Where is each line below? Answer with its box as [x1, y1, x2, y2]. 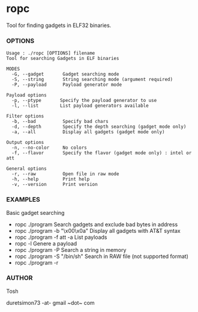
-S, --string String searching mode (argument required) [11, 77, 173, 83]
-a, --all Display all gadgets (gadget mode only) [11, 129, 165, 135]
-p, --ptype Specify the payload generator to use [11, 98, 157, 104]
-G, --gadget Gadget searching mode [11, 71, 119, 77]
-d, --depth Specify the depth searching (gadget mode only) [11, 124, 187, 130]
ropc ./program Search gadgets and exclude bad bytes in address [14, 221, 178, 228]
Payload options [6, 92, 47, 98]
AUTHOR [6, 274, 33, 282]
